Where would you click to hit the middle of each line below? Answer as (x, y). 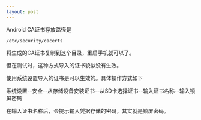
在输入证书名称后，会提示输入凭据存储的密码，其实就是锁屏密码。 (88, 110)
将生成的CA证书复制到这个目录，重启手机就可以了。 (70, 53)
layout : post (22, 12)
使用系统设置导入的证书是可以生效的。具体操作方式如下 (74, 78)
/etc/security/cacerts (34, 41)
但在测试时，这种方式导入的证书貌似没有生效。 (64, 65)
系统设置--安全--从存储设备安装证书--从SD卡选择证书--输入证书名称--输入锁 (101, 91)
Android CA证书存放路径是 (39, 29)
